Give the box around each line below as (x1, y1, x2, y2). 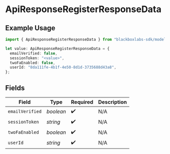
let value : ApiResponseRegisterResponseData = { (5, 46, 110, 51)
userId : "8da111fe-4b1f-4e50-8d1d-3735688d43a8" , (10, 65, 116, 70)
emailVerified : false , (10, 50, 58, 56)
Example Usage (5, 24, 56, 32)
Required (70, 98, 94, 106)
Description (98, 98, 127, 106)
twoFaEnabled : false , (10, 60, 56, 65)
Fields (5, 83, 25, 92)
